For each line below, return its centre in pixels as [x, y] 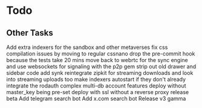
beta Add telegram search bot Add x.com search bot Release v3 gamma [96, 98]
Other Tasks [30, 33]
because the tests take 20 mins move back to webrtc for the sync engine [97, 60]
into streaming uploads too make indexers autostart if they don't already [96, 79]
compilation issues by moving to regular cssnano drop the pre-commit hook [101, 54]
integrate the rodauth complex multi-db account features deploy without [96, 86]
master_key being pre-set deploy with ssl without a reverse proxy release [98, 92]
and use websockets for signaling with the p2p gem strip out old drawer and [101, 66]
